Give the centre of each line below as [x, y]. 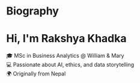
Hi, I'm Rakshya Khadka [66, 39]
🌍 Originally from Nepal [36, 74]
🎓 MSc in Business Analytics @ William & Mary [65, 56]
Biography [32, 11]
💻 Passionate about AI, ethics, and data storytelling [70, 65]
